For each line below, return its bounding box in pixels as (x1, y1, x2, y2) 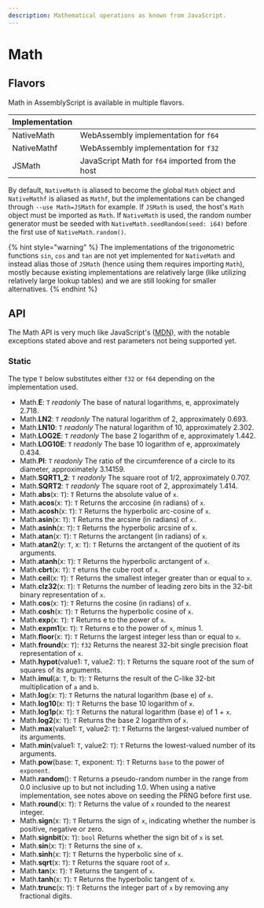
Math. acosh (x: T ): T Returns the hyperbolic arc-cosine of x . (19, 506, 211, 516)
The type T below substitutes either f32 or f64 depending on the (8, 373, 215, 383)
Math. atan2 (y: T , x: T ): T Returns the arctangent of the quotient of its (19, 539, 240, 549)
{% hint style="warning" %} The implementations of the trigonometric (8, 242, 235, 252)
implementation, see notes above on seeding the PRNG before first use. (19, 791, 252, 800)
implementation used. (8, 382, 79, 391)
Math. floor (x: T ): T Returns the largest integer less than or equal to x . (19, 632, 241, 641)
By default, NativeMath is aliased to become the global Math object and (8, 185, 236, 195)
